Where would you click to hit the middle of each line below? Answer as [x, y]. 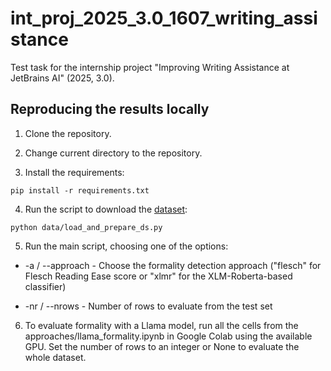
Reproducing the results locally [110, 109]
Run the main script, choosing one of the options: [126, 246]
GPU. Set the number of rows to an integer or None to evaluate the [162, 346]
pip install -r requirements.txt [80, 190]
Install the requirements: [74, 172]
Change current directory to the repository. [113, 153]
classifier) [45, 286]
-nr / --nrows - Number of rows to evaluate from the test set [148, 306]
